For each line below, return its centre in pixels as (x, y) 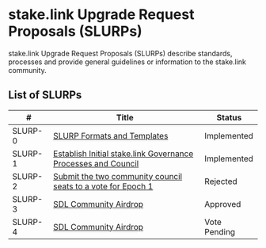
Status (229, 117)
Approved (223, 204)
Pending (220, 231)
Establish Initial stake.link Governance (123, 154)
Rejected (221, 181)
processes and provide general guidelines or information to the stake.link (127, 62)
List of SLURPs (45, 95)
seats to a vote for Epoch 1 (103, 186)
